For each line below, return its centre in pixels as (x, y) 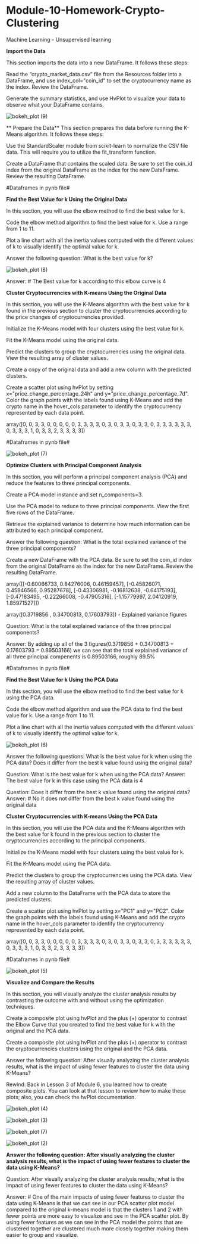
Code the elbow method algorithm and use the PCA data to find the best (94, 709)
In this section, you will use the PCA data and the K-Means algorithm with (96, 828)
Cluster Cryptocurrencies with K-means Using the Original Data (86, 293)
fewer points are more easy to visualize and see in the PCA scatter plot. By (97, 1215)
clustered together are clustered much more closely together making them (97, 1229)
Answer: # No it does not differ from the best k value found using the (90, 798)
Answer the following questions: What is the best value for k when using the (99, 756)
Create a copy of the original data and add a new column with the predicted (99, 369)
